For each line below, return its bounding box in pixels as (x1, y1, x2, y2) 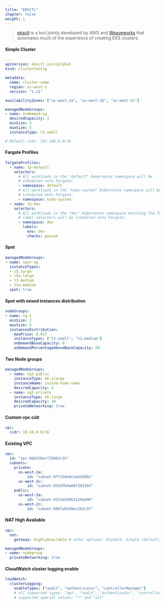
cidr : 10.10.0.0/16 (9, 430, 50, 435)
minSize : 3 (9, 121, 32, 126)
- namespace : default (18, 183, 63, 188)
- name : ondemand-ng (5, 111, 48, 116)
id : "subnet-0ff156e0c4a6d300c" (27, 474, 93, 479)
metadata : (5, 75, 26, 80)
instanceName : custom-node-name (14, 380, 80, 386)
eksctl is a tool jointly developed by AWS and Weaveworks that (17, 30, 144, 36)
